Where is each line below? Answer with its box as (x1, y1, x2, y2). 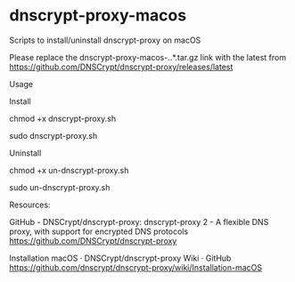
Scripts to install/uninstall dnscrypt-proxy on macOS (9, 35, 201, 45)
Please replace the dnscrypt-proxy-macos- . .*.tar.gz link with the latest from (9, 52, 287, 62)
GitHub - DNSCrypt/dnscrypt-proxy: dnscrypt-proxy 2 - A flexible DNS (9, 216, 269, 227)
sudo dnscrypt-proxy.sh (9, 130, 98, 141)
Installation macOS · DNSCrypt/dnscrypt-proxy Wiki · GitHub (9, 253, 232, 263)
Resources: (9, 199, 51, 210)
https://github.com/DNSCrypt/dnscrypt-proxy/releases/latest (9, 61, 234, 72)
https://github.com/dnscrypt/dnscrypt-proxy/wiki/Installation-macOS (9, 262, 263, 272)
